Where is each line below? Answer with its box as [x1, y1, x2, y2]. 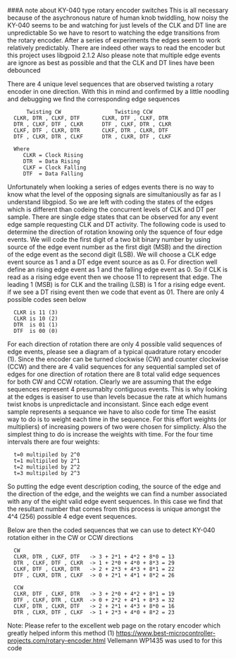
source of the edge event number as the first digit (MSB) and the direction [7, 243, 222, 251]
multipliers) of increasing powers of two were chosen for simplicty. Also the [7, 423, 227, 430]
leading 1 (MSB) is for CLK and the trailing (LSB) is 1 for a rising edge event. [7, 281, 225, 288]
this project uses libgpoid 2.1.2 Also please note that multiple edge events [7, 51, 221, 59]
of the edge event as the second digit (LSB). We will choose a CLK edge [7, 250, 216, 259]
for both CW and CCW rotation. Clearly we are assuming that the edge [7, 377, 212, 386]
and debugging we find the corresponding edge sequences [7, 95, 180, 103]
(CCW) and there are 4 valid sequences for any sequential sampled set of [7, 363, 221, 370]
